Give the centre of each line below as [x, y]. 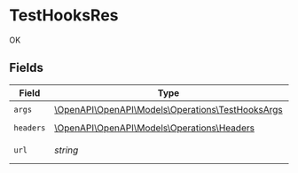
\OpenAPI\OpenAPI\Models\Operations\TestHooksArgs [169, 110]
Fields [27, 68]
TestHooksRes [64, 16]
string [67, 150]
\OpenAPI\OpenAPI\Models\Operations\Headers [155, 128]
